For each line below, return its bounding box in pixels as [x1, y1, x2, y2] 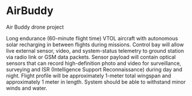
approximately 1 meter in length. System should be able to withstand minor [6, 78, 186, 85]
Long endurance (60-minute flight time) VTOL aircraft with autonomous [6, 35, 179, 42]
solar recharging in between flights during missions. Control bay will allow [6, 41, 184, 48]
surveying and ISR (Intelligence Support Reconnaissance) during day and [6, 66, 183, 73]
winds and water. [6, 84, 48, 91]
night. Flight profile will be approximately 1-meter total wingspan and [6, 72, 172, 79]
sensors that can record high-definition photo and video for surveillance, [6, 60, 181, 67]
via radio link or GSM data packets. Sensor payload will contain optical [6, 53, 176, 60]
